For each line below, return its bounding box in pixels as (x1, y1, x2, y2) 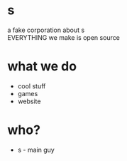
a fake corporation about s (7, 26, 85, 34)
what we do (7, 58, 77, 75)
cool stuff (17, 81, 46, 90)
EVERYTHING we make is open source (7, 33, 121, 41)
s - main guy (17, 145, 55, 154)
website (17, 97, 41, 105)
